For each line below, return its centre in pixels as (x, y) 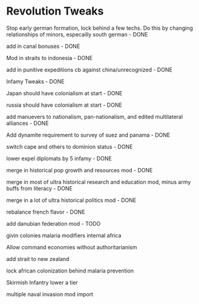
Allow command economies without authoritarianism (72, 247)
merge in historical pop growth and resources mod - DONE (80, 170)
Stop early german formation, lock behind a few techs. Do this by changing (100, 28)
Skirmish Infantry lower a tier (42, 282)
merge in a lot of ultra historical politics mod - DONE (71, 200)
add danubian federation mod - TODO (54, 223)
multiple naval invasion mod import (50, 294)
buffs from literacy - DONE (39, 188)
